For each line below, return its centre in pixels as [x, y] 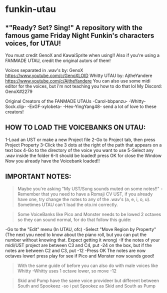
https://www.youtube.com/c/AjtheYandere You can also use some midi [78, 81]
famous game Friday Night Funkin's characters [80, 35]
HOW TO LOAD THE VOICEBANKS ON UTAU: [75, 128]
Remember [29, 194]
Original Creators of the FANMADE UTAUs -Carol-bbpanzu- [66, 101]
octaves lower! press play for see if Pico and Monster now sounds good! [80, 255]
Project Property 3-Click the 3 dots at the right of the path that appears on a [83, 145]
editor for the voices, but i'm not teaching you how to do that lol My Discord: [84, 86]
